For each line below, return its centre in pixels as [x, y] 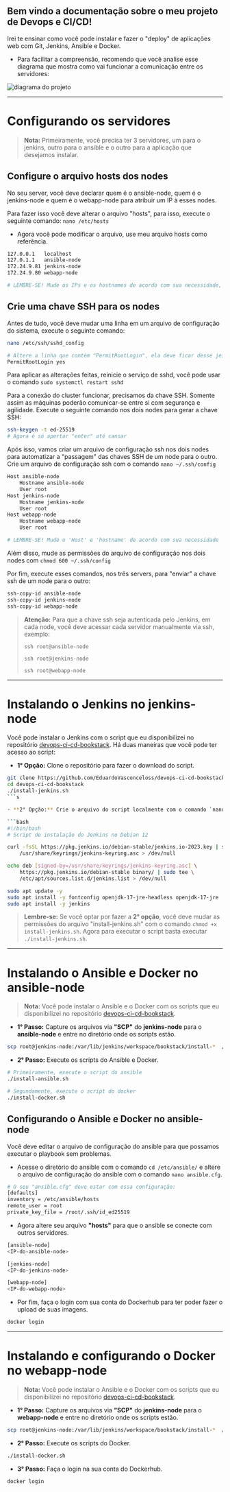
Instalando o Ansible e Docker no [103, 973]
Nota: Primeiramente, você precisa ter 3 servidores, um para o [112, 140]
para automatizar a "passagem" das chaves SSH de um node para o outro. [112, 457]
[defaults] [23, 1193]
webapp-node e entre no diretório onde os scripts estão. [98, 1417]
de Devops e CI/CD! [50, 22]
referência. [32, 241]
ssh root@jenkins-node [56, 659]
